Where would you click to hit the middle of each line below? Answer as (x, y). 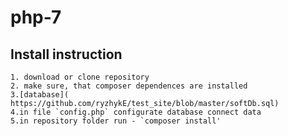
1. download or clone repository (80, 77)
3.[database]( (40, 95)
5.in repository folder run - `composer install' (116, 121)
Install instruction (66, 54)
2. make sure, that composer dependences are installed (129, 86)
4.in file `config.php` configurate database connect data (136, 112)
